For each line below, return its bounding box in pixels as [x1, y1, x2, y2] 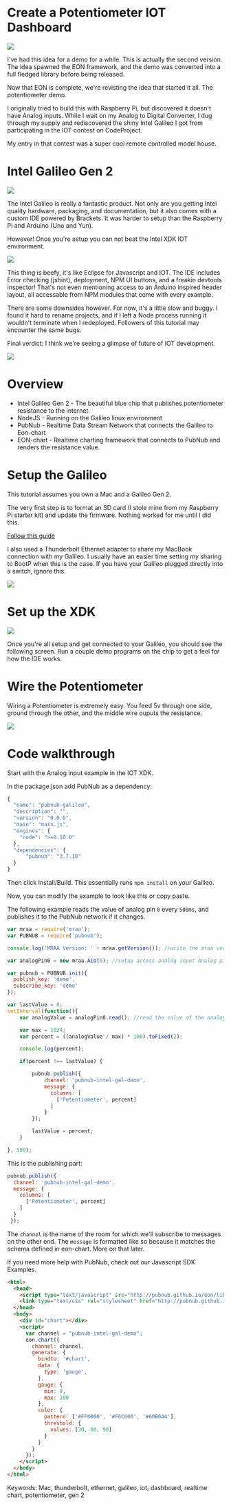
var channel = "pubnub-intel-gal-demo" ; [25, 1330, 143, 1337]
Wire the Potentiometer [7, 678, 144, 694]
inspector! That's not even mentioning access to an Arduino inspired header [7, 283, 222, 291]
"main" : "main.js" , [13, 821, 69, 828]
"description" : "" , [13, 808, 69, 815]
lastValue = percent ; [32, 1128, 94, 1135]
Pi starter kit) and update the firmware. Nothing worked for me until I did [7, 511, 212, 519]
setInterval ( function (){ [7, 1008, 78, 1015]
